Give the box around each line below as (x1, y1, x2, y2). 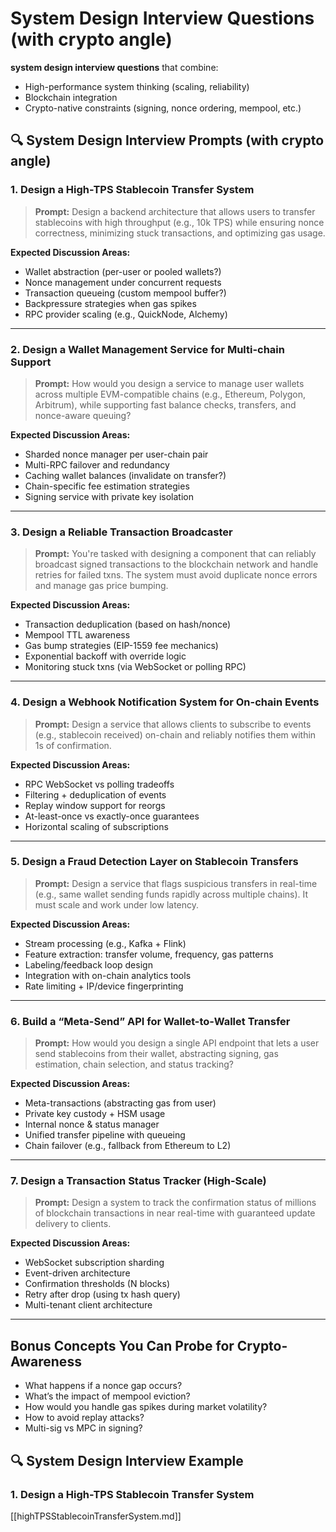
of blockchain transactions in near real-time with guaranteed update (34, 1207, 316, 1219)
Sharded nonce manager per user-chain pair (24, 448, 209, 460)
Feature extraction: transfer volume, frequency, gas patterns (24, 948, 274, 960)
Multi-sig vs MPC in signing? (24, 1422, 143, 1434)
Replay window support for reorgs (24, 799, 166, 811)
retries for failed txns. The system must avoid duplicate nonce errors (34, 569, 318, 581)
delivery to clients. (34, 1218, 112, 1230)
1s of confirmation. (34, 739, 112, 751)
